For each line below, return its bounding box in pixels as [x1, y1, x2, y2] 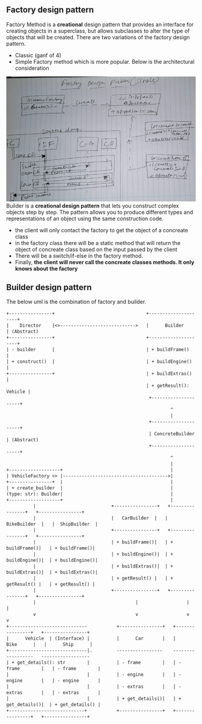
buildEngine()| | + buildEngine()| [6, 557, 98, 563]
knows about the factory [14, 265, 78, 272]
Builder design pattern [6, 282, 92, 292]
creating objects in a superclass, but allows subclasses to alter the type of [6, 27, 190, 34]
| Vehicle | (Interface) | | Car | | [6, 636, 176, 642]
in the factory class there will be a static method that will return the [14, 239, 181, 246]
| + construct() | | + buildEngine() [6, 359, 192, 365]
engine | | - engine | [6, 678, 101, 684]
